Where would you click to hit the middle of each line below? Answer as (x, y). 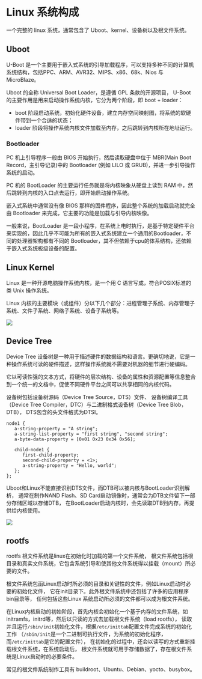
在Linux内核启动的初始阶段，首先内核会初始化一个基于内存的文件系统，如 (97, 612)
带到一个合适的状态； (47, 120)
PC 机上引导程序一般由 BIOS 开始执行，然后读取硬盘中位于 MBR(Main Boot (99, 157)
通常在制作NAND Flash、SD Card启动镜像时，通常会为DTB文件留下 (101, 495)
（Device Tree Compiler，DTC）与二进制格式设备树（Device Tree (88, 404)
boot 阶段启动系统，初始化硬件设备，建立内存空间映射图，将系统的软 (100, 112)
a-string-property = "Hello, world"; (69, 465)
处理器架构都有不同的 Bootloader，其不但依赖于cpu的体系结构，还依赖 (104, 241)
